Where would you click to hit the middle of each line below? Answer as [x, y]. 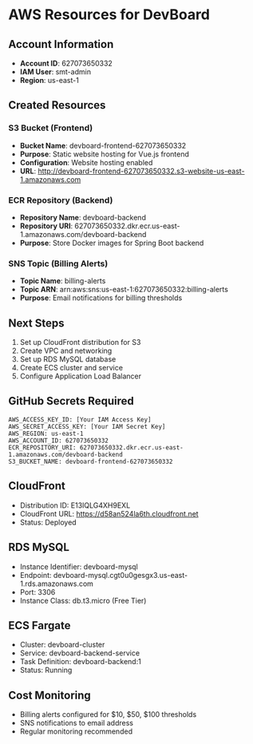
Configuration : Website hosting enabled [86, 162]
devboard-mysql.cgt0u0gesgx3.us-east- [121, 575]
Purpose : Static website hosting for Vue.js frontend [105, 154]
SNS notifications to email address [77, 723]
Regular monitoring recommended [76, 731]
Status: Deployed [48, 522]
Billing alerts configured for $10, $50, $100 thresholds [108, 714]
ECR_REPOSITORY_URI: [43, 447]
